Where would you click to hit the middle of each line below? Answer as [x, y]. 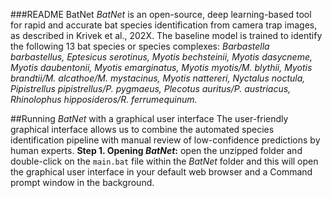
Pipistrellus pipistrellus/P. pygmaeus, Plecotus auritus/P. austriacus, [151, 88]
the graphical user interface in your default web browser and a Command [161, 172]
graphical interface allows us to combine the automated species [142, 129]
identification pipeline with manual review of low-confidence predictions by [165, 140]
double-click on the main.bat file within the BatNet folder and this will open [164, 161]
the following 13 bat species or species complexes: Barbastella [140, 46]
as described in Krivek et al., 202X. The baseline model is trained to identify [166, 35]
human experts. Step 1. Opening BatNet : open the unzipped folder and [156, 150]
